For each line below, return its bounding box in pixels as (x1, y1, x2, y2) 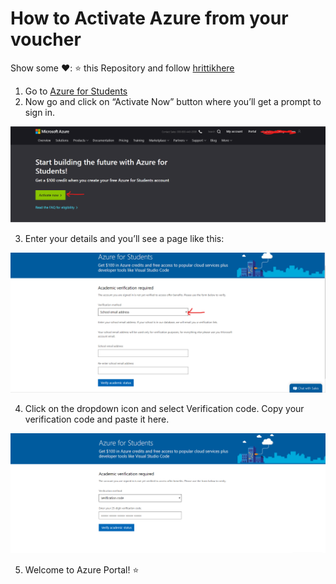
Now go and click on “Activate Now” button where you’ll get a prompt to (24, 95, 322, 107)
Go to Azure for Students (24, 85, 128, 97)
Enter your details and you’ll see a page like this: (24, 232, 225, 244)
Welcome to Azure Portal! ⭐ (24, 563, 140, 576)
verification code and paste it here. (24, 413, 170, 426)
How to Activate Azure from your (10, 7, 289, 30)
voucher (10, 28, 82, 51)
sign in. (24, 106, 56, 118)
